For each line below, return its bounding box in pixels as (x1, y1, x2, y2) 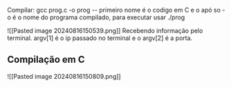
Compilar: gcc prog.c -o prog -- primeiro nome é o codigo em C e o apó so (7, 6, 221, 14)
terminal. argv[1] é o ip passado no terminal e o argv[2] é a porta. (7, 34, 193, 42)
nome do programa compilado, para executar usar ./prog (23, 13, 185, 21)
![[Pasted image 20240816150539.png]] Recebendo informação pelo (7, 27, 203, 35)
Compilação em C (7, 54, 85, 66)
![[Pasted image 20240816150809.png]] (7, 72, 121, 80)
